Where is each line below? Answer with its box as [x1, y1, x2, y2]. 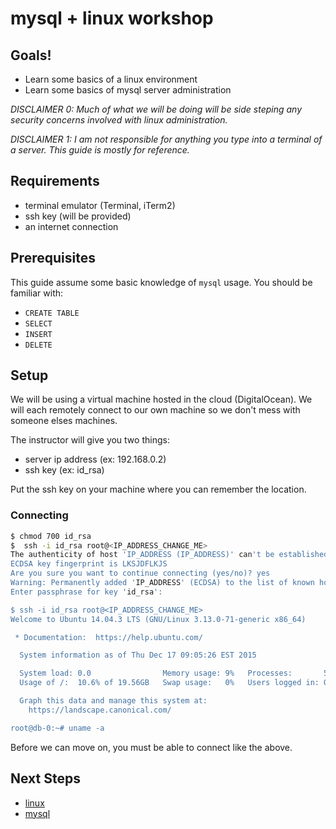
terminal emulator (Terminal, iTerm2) [24, 199, 176, 211]
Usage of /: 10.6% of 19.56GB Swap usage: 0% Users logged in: [19, 678, 320, 688]
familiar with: [10, 287, 64, 299]
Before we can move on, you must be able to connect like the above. [10, 741, 293, 753]
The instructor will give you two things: [10, 434, 170, 446]
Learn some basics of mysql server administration [24, 84, 232, 96]
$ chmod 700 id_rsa [10, 531, 92, 541]
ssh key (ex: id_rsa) [24, 464, 105, 476]
